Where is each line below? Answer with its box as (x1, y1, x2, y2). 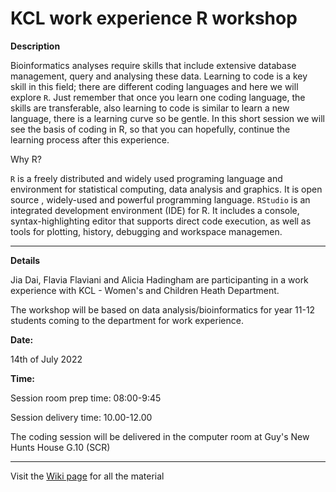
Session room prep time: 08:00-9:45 (10, 392, 162, 404)
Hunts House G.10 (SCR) (10, 441, 111, 453)
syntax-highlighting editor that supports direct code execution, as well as (10, 215, 312, 227)
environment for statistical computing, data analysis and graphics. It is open (10, 183, 323, 195)
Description (10, 40, 61, 52)
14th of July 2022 (10, 353, 83, 365)
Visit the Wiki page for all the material (10, 470, 165, 482)
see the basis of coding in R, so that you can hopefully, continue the (10, 123, 291, 135)
